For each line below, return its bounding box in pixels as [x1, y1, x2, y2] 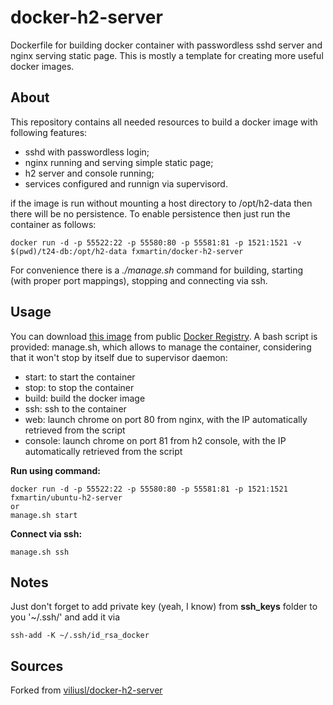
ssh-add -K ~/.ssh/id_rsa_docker [10, 631, 150, 641]
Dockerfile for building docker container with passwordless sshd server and [10, 39, 323, 51]
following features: [10, 126, 88, 138]
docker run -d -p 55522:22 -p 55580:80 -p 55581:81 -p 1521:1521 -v [10, 237, 302, 248]
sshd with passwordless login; [24, 146, 150, 158]
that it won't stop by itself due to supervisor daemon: [10, 351, 228, 363]
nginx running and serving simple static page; [24, 156, 214, 168]
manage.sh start [10, 510, 78, 520]
